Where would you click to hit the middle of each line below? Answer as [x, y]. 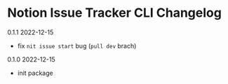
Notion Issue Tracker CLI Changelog [115, 13]
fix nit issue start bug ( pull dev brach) [77, 45]
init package [35, 73]
